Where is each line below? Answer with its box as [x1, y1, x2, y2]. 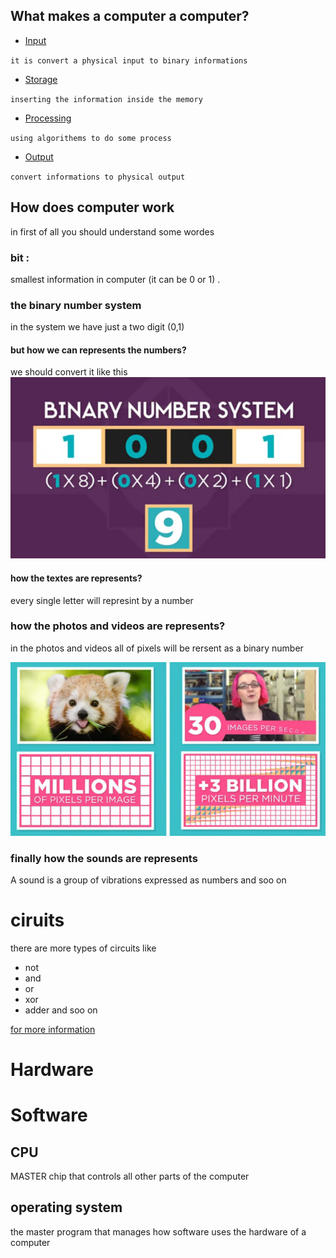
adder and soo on [24, 1004, 98, 1016]
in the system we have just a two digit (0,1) [10, 321, 185, 333]
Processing [24, 112, 72, 124]
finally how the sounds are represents [10, 851, 198, 865]
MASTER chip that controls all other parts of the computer [10, 1170, 250, 1183]
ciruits [10, 909, 65, 932]
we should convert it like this [10, 366, 128, 378]
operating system [10, 1199, 123, 1216]
